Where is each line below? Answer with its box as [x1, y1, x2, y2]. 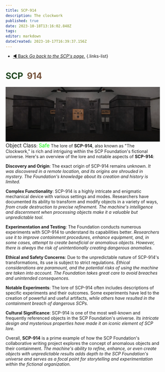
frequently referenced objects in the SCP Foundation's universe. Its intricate [5, 315, 159, 321]
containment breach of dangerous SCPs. [5, 300, 89, 306]
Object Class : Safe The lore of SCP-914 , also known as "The [5, 142, 135, 149]
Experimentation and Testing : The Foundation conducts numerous [5, 224, 141, 229]
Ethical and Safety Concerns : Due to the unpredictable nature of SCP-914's [5, 254, 160, 260]
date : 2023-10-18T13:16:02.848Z [5, 24, 71, 29]
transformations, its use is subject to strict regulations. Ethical [5, 259, 130, 265]
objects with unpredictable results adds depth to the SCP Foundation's [5, 350, 149, 356]
